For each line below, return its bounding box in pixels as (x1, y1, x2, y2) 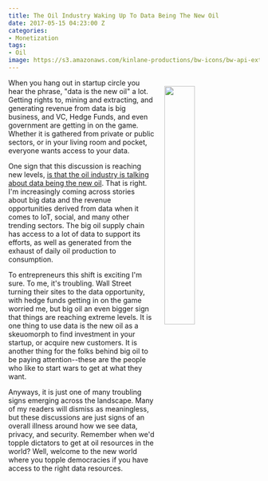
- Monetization (8, 34, 59, 42)
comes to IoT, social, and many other (8, 212, 130, 222)
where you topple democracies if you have (8, 455, 149, 464)
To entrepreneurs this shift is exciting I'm (8, 270, 142, 279)
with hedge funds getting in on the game (8, 295, 142, 305)
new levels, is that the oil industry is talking (8, 169, 149, 179)
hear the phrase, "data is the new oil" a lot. (8, 86, 149, 96)
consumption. (8, 254, 53, 264)
